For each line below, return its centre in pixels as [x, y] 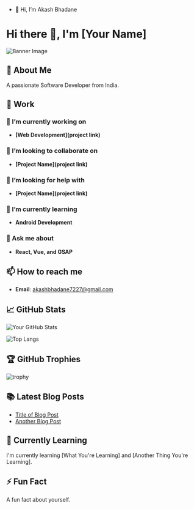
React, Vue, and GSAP [44, 251]
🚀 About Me [29, 70]
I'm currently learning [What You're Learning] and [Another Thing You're [97, 455]
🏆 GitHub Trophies [44, 359]
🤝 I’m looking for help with [46, 180]
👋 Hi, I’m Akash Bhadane [46, 9]
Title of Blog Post [37, 414]
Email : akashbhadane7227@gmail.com [64, 289]
